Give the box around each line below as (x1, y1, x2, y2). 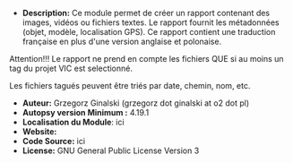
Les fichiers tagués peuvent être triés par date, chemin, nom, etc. (9, 81, 251, 90)
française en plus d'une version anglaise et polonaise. (22, 36, 222, 47)
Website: (22, 126, 57, 137)
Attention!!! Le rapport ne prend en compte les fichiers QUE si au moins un (9, 54, 284, 64)
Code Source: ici (22, 136, 86, 146)
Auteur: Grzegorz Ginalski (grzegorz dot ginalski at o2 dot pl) (22, 98, 250, 108)
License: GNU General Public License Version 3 (22, 145, 200, 156)
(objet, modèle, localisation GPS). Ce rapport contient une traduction (22, 27, 276, 37)
